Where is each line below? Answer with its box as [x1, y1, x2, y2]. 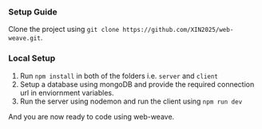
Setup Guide [8, 6, 58, 18]
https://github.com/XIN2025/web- [122, 26, 234, 34]
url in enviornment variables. [19, 88, 114, 97]
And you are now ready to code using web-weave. [8, 111, 175, 121]
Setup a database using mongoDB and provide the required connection [19, 79, 255, 89]
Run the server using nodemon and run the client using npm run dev [19, 96, 243, 106]
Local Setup [8, 53, 56, 64]
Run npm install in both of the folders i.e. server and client [19, 71, 218, 80]
